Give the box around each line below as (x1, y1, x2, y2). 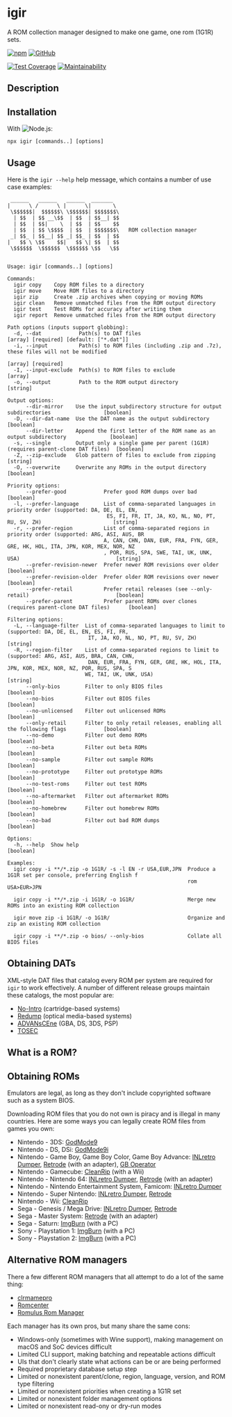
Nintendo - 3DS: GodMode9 (17, 1137, 98, 1146)
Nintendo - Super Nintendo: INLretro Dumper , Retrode (17, 1190, 172, 1198)
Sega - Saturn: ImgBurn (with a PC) (17, 1219, 119, 1227)
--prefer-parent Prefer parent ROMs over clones (25, 598, 197, 605)
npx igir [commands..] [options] (7, 138, 104, 145)
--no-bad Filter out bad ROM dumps (25, 817, 160, 824)
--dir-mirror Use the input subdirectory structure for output (25, 403, 222, 410)
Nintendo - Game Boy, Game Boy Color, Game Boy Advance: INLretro (17, 1153, 216, 1161)
